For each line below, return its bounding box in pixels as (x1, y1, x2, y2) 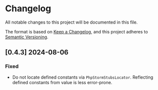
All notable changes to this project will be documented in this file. (5, 19, 138, 25)
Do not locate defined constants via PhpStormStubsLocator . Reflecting (12, 74, 154, 80)
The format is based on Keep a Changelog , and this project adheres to (5, 29, 148, 34)
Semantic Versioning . (5, 34, 48, 40)
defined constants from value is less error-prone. (12, 79, 113, 85)
